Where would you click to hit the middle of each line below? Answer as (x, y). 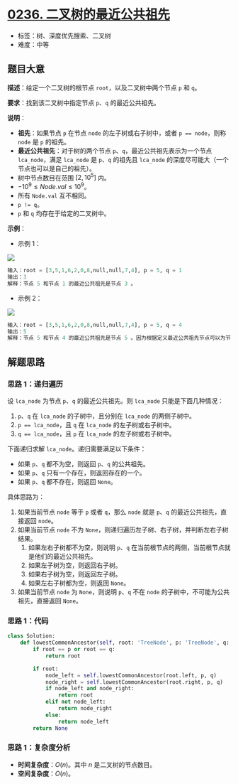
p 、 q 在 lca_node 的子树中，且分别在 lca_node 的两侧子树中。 (107, 416)
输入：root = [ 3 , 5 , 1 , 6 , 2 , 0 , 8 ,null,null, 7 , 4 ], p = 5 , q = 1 (95, 271)
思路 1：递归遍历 (35, 384)
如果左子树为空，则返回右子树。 (75, 565)
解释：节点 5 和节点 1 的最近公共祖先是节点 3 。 (72, 284)
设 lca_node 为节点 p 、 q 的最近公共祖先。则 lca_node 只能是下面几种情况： (116, 401)
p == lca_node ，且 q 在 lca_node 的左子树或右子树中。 (96, 425)
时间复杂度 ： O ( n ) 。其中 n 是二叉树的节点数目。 (87, 764)
